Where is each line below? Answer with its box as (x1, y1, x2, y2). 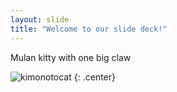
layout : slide (10, 14, 70, 25)
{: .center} (73, 71, 116, 83)
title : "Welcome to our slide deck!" (10, 24, 168, 34)
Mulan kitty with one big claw (10, 51, 132, 63)
